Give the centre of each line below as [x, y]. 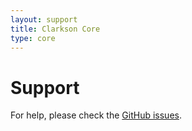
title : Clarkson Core [55, 29]
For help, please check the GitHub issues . [96, 115]
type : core [33, 38]
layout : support [44, 19]
